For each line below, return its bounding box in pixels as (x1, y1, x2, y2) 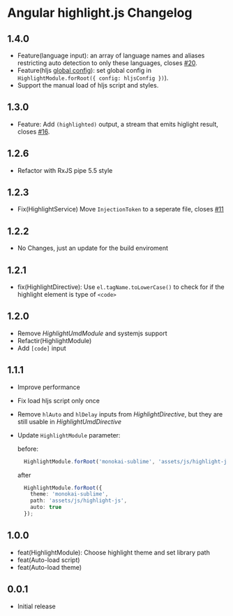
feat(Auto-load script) (17, 555, 80, 564)
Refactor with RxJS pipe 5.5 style (17, 166, 113, 174)
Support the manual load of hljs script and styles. (17, 81, 159, 89)
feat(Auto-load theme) (17, 563, 82, 571)
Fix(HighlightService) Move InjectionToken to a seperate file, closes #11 (17, 205, 225, 213)
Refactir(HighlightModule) (17, 336, 92, 344)
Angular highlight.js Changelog (7, 5, 193, 21)
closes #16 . (17, 127, 50, 136)
